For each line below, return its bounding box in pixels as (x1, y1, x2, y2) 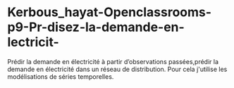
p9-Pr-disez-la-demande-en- (7, 19, 185, 35)
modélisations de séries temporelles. (7, 72, 114, 81)
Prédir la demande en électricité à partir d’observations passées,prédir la (7, 57, 219, 65)
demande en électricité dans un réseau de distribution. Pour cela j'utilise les (7, 65, 228, 73)
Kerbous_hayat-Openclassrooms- (7, 4, 212, 20)
